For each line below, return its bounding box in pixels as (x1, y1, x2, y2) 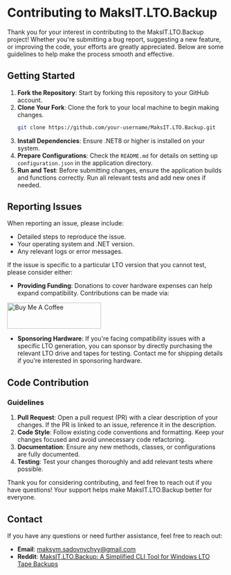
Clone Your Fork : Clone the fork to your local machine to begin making (17, 103, 219, 112)
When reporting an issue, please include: (7, 219, 124, 228)
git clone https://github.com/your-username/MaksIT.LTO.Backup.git (17, 123, 216, 131)
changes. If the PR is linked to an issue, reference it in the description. (17, 421, 216, 429)
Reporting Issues (7, 201, 82, 213)
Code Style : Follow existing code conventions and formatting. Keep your (17, 428, 225, 436)
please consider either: (7, 268, 73, 277)
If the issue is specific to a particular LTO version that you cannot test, (7, 261, 207, 269)
